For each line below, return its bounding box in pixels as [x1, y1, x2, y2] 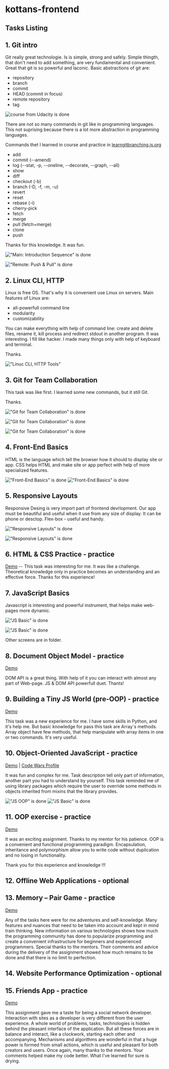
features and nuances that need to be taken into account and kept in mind [5, 922, 159, 928]
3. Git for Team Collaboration [5, 376, 98, 384]
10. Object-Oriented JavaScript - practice [5, 749, 138, 758]
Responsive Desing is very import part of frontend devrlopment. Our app [5, 505, 156, 511]
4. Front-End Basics [5, 443, 69, 452]
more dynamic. [19, 608, 50, 614]
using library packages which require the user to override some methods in [5, 783, 161, 789]
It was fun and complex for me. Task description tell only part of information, [5, 772, 164, 778]
